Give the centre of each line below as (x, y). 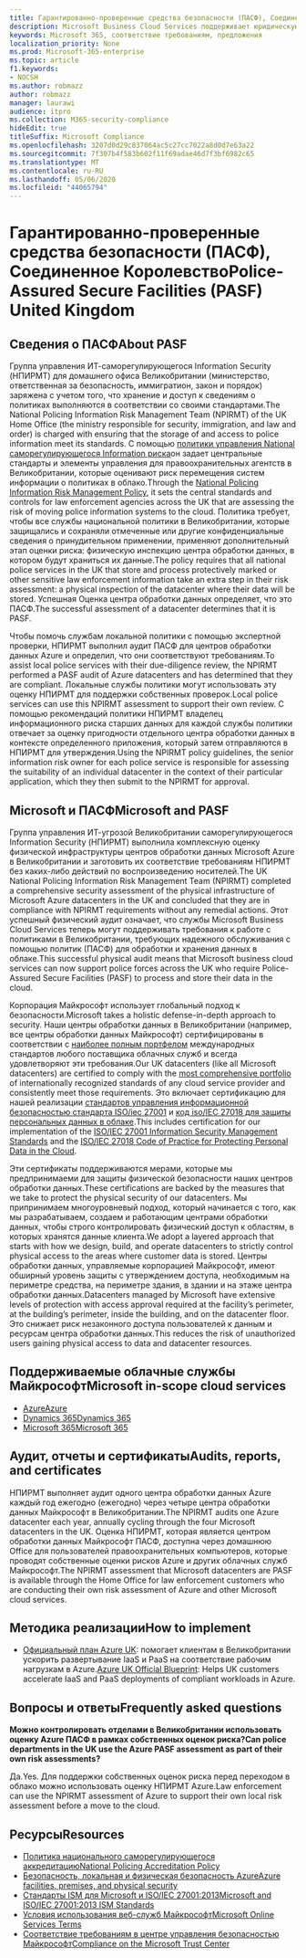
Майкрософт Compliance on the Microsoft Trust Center (126, 1943)
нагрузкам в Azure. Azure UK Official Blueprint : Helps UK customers (151, 1669)
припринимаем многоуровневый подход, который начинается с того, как (153, 1207)
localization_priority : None (65, 43)
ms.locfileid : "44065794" (58, 188)
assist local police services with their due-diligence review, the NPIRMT (143, 665)
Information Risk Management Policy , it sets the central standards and (141, 492)
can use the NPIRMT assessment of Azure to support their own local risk (146, 1796)
